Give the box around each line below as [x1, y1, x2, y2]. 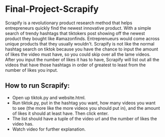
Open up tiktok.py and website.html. [12, 94, 86, 100]
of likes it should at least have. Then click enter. [12, 110, 109, 116]
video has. [12, 121, 33, 127]
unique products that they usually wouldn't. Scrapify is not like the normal [5, 41, 155, 46]
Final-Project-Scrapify [5, 3, 99, 15]
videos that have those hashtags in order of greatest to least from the [5, 62, 146, 68]
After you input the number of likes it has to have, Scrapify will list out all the [5, 56, 160, 62]
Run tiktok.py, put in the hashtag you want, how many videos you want [12, 100, 156, 106]
